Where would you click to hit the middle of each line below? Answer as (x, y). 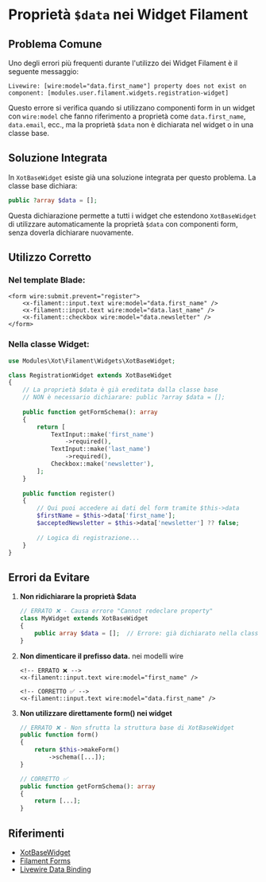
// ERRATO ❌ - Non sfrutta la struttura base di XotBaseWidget (127, 728)
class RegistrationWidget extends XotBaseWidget (90, 375)
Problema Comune (55, 44)
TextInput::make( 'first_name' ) (102, 434)
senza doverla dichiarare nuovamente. (71, 232)
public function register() (69, 493)
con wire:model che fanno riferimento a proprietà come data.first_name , (127, 116)
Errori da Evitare (49, 577)
